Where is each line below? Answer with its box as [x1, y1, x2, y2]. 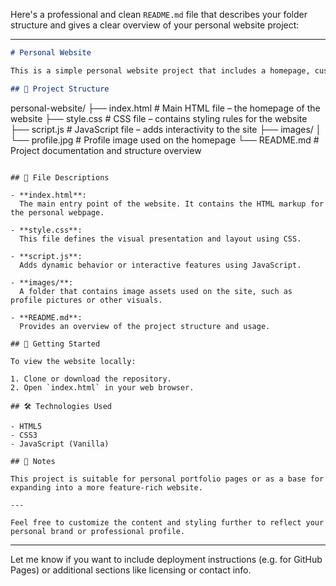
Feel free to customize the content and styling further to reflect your [10, 517, 325, 528]
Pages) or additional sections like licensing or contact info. [10, 564, 252, 576]
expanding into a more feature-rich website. [10, 482, 203, 493]
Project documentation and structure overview [10, 144, 202, 156]
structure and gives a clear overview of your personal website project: [10, 19, 300, 31]
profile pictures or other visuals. [10, 295, 163, 305]
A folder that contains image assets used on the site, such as [19, 286, 293, 296]
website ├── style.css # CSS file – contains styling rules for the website [10, 112, 308, 124]
